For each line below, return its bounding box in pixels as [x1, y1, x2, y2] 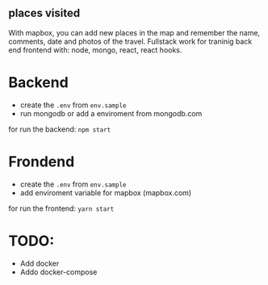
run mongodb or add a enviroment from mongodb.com [19, 108, 203, 118]
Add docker [19, 258, 60, 268]
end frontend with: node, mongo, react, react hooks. [8, 44, 182, 55]
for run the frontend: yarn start [8, 203, 115, 213]
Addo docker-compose [19, 266, 98, 277]
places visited [8, 6, 81, 20]
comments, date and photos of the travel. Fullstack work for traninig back [8, 36, 253, 46]
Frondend [8, 153, 75, 170]
